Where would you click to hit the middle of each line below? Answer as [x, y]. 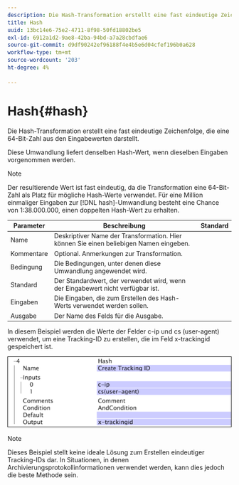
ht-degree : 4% [28, 68]
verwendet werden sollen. [111, 306]
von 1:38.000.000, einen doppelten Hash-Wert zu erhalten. [94, 210]
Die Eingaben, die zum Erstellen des [106, 298]
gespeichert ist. [30, 347]
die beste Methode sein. [43, 475]
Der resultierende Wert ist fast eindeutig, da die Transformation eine [107, 187]
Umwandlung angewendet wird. [100, 271]
